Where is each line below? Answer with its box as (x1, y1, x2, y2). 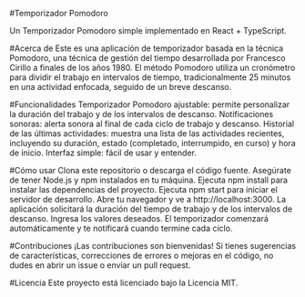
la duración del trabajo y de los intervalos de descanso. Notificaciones (9, 109, 274, 119)
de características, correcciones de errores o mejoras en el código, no (9, 250, 274, 261)
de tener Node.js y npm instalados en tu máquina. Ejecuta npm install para (9, 174, 289, 185)
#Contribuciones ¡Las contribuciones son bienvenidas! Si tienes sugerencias (9, 241, 297, 251)
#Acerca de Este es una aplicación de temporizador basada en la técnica (9, 43, 284, 54)
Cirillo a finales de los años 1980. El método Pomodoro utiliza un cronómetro (9, 63, 296, 73)
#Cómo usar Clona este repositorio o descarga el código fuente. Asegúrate (9, 165, 291, 175)
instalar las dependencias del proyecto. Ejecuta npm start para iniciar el (9, 184, 278, 194)
